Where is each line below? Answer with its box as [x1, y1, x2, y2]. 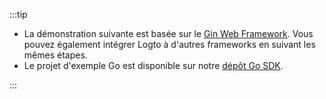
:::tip [9, 9, 28, 20]
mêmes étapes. [23, 49, 88, 61]
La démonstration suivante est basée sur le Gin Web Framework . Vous [23, 28, 314, 39]
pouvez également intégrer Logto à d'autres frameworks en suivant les [23, 39, 316, 50]
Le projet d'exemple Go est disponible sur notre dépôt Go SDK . [23, 60, 284, 71]
